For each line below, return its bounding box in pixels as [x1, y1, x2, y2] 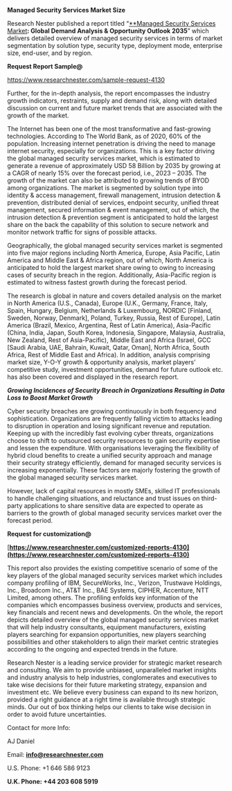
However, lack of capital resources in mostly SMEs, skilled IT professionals [7, 487, 220, 495]
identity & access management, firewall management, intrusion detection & [7, 191, 221, 199]
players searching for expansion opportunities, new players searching [7, 631, 206, 638]
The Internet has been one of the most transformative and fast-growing [7, 125, 211, 133]
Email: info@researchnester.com [7, 751, 104, 758]
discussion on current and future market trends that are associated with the [7, 104, 223, 112]
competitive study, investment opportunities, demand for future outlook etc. [7, 366, 224, 373]
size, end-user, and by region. [7, 49, 93, 57]
